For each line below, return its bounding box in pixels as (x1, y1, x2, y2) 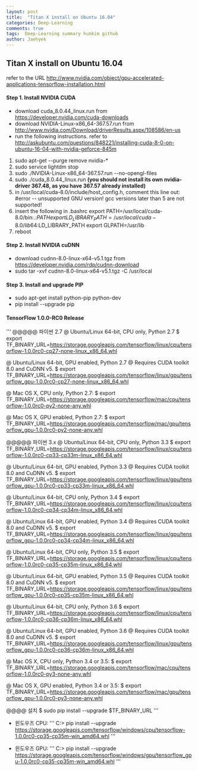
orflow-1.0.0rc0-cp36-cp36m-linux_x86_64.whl (6, 616, 122, 623)
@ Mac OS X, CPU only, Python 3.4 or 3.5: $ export (6, 658, 132, 665)
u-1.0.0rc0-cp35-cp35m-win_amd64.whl (14, 758, 115, 765)
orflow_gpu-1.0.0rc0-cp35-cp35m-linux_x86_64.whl (6, 592, 134, 599)
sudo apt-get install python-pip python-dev (14, 294, 121, 301)
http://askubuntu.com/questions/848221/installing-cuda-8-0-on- (14, 139, 175, 146)
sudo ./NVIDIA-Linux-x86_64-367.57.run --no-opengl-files (14, 170, 158, 177)
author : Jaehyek (6, 36, 46, 42)
